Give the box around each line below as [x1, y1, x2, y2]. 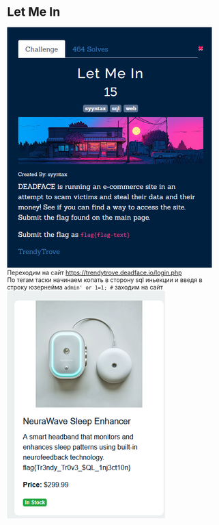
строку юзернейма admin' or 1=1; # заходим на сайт [7, 283, 164, 291]
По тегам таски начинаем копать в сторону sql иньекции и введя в [7, 275, 203, 284]
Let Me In [7, 4, 61, 20]
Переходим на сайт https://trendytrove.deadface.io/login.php [7, 268, 182, 277]
